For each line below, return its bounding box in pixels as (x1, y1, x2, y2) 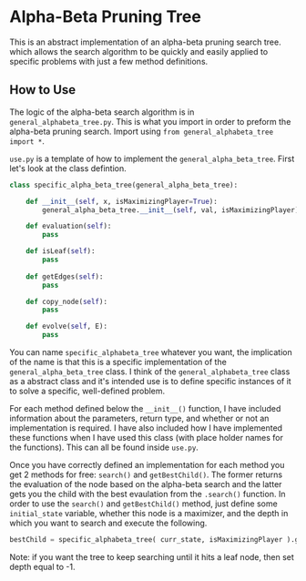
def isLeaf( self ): (25, 247, 96, 256)
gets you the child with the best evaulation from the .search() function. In (9, 489, 286, 499)
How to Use (9, 82, 76, 97)
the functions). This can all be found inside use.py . (9, 442, 199, 453)
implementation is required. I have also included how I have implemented (9, 423, 283, 433)
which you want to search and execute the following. (9, 517, 208, 528)
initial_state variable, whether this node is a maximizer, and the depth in (9, 508, 289, 518)
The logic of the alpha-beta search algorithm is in (9, 107, 195, 117)
